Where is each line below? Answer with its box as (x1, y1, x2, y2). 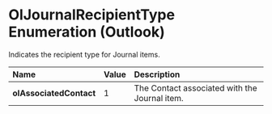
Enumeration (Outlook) (8, 23, 166, 41)
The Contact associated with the (134, 82, 257, 94)
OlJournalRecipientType (8, 6, 176, 24)
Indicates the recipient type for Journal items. (8, 49, 160, 59)
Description (134, 69, 181, 80)
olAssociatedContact (12, 87, 96, 99)
